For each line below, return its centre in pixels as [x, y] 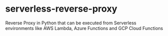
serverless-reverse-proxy [61, 9]
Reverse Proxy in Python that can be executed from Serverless [71, 23]
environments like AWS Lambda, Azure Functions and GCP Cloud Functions [84, 28]
